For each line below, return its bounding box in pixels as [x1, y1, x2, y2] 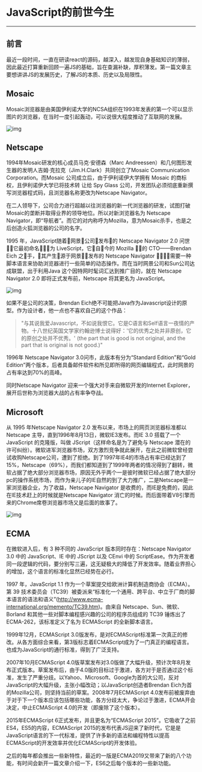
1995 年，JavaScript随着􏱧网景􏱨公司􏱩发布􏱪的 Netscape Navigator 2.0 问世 [6, 237, 191, 244]
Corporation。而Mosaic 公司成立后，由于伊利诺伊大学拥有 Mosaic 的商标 [6, 174, 188, 181]
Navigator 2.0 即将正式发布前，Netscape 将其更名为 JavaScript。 [6, 275, 168, 282]
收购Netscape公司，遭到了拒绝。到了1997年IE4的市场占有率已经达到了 [11, 454, 187, 461]
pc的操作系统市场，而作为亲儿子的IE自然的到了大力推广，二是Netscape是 [6, 477, 189, 484]
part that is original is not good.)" [20, 341, 103, 349]
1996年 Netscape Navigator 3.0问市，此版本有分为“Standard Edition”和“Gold [6, 354, 196, 361]
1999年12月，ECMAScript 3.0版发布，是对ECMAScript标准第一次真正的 [6, 631, 183, 638]
